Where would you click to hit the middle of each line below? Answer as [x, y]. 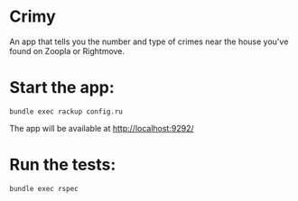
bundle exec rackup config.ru [66, 111]
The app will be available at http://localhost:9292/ [102, 128]
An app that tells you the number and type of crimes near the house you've [149, 41]
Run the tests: [63, 165]
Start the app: [62, 88]
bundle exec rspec [44, 188]
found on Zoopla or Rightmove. [67, 50]
